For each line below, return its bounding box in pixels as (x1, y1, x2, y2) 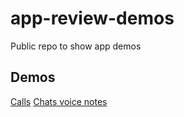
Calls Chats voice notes (10, 95, 108, 107)
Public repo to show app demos (10, 40, 142, 52)
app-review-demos (10, 7, 175, 30)
